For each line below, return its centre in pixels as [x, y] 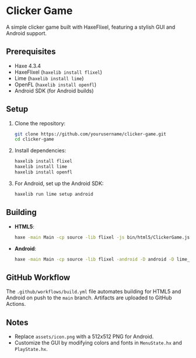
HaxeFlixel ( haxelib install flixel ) [58, 72]
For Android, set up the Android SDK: [59, 183]
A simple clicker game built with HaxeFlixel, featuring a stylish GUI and [91, 27]
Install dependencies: [40, 151]
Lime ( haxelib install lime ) [49, 78]
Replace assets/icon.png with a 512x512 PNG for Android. [84, 336]
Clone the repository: [40, 123]
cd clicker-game [34, 139]
